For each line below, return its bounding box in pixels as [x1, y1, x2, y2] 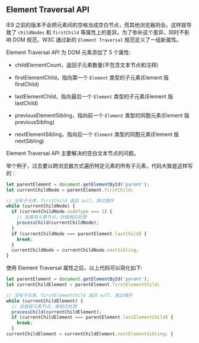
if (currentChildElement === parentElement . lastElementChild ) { [11, 315, 174, 320]
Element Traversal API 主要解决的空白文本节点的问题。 [6, 150, 139, 157]
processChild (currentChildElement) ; [11, 309, 102, 315]
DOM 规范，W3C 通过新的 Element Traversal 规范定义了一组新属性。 [12, 36, 182, 43]
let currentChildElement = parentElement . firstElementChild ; [6, 282, 161, 288]
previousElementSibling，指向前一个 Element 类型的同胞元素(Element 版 [14, 112, 190, 119]
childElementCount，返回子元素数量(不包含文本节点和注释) [14, 61, 159, 68]
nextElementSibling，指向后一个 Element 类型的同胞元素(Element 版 [14, 131, 179, 138]
